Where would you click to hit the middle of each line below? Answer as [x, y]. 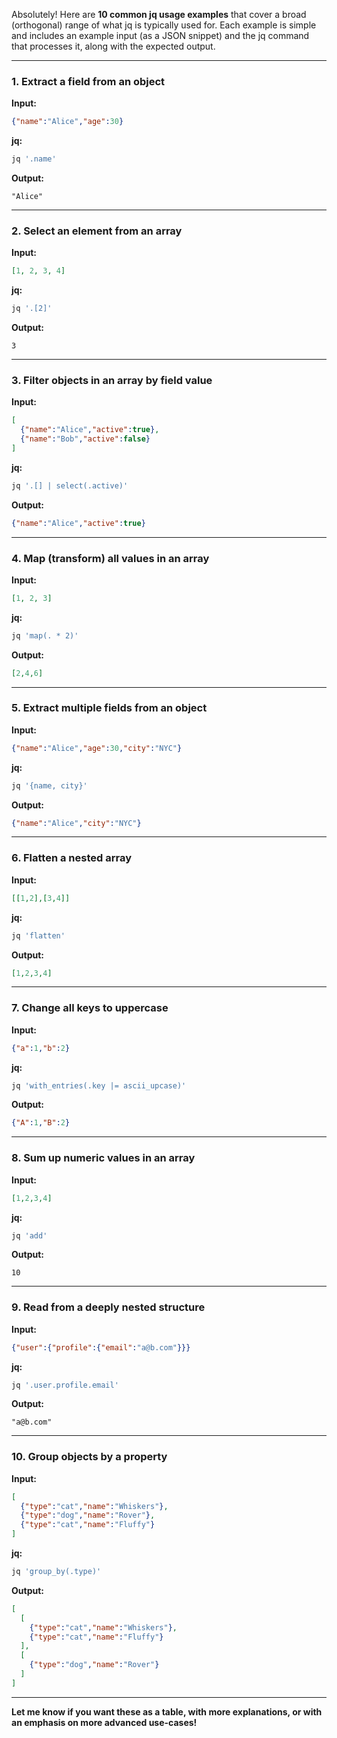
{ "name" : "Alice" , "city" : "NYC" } [76, 823]
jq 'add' [29, 1235]
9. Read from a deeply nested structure [108, 1307]
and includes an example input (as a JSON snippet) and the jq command [160, 35]
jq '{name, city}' [49, 785]
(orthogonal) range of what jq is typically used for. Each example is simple [164, 25]
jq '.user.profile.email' [65, 1385]
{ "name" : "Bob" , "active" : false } [85, 439]
